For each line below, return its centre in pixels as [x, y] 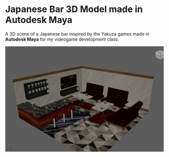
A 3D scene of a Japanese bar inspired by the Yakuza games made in [77, 34]
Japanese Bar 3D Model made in [74, 9]
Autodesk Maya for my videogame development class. [62, 39]
